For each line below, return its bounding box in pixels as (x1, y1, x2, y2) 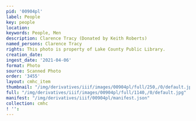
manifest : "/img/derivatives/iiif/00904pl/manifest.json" (6, 95, 150, 101)
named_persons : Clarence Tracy (6, 41, 82, 47)
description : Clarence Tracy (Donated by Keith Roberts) (6, 35, 148, 41)
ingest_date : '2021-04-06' (6, 57, 72, 63)
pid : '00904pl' (6, 8, 43, 15)
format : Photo (6, 62, 41, 69)
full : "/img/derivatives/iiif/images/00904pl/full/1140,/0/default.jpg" (6, 90, 187, 95)
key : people (6, 19, 35, 25)
